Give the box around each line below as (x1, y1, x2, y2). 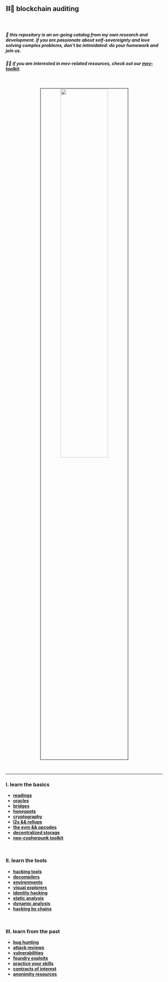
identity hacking (12, 889, 48, 895)
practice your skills (12, 960, 54, 966)
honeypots (12, 808, 36, 814)
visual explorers (12, 884, 47, 890)
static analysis (12, 895, 44, 901)
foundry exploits (12, 955, 48, 961)
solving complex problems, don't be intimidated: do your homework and (5, 42, 159, 48)
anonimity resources (12, 971, 57, 977)
